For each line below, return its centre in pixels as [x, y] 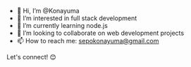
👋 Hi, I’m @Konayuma [48, 11]
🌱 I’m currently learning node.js [62, 25]
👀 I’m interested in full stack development [77, 18]
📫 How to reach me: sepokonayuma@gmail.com [88, 41]
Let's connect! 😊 [32, 57]
